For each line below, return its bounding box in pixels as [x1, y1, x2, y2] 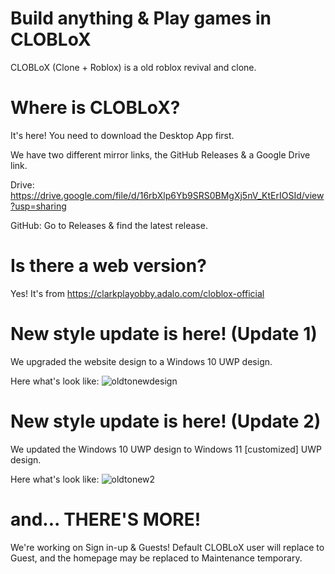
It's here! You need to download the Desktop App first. [10, 129, 235, 141]
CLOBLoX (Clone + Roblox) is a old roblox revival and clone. [10, 61, 257, 73]
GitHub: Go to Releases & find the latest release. [10, 219, 208, 231]
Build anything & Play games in [10, 7, 272, 30]
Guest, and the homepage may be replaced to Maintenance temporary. [10, 552, 303, 564]
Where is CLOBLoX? [10, 97, 181, 119]
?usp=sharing [10, 200, 67, 212]
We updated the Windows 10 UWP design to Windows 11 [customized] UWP [10, 443, 322, 455]
